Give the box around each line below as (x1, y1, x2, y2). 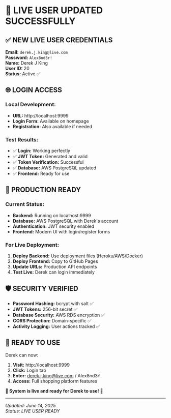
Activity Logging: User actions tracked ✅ (12, 323, 100, 330)
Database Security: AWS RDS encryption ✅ (12, 312, 105, 318)
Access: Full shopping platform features (12, 378, 98, 384)
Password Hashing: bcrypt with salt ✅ (12, 300, 94, 307)
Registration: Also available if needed (12, 123, 93, 129)
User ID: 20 (5, 66, 30, 71)
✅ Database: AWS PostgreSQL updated (12, 165, 97, 171)
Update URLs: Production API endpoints (12, 263, 97, 270)
